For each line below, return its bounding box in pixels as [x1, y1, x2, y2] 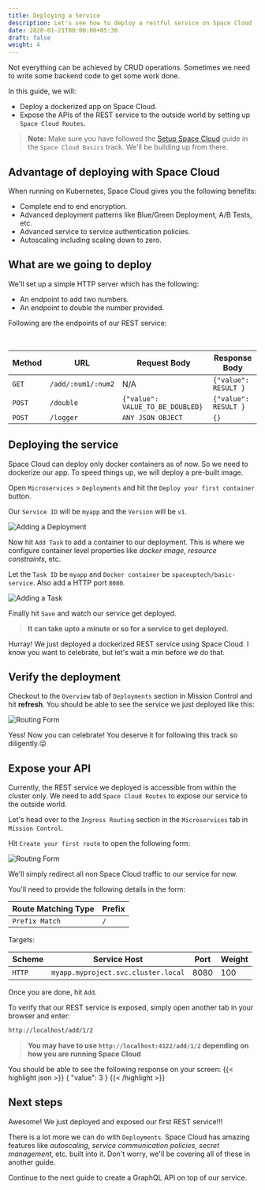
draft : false [8, 33, 51, 42]
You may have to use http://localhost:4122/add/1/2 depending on [27, 1041, 249, 1051]
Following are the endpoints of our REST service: [8, 318, 167, 328]
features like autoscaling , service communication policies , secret [8, 1140, 219, 1150]
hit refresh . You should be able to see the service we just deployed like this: [8, 699, 255, 709]
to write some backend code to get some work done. [8, 71, 180, 81]
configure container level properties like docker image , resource [8, 545, 217, 555]
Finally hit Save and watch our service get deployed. [8, 608, 177, 618]
